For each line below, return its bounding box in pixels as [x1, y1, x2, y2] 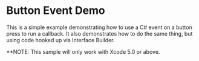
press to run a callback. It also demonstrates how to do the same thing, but [6, 30, 193, 37]
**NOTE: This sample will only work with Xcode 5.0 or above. [6, 48, 160, 55]
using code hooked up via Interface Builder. [6, 36, 115, 43]
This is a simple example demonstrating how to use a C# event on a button [6, 24, 192, 31]
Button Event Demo [6, 4, 106, 18]
